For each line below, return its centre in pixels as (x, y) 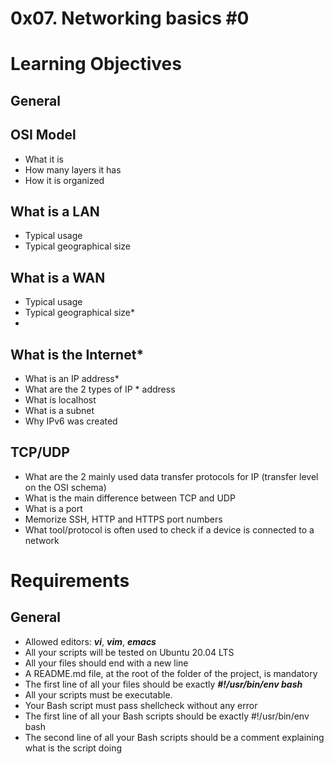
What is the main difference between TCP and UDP (130, 498)
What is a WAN (58, 277)
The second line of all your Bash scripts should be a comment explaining (174, 737)
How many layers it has (73, 169)
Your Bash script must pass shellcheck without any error (141, 705)
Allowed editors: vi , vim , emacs (90, 641)
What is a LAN (55, 211)
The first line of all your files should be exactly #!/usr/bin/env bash (163, 684)
